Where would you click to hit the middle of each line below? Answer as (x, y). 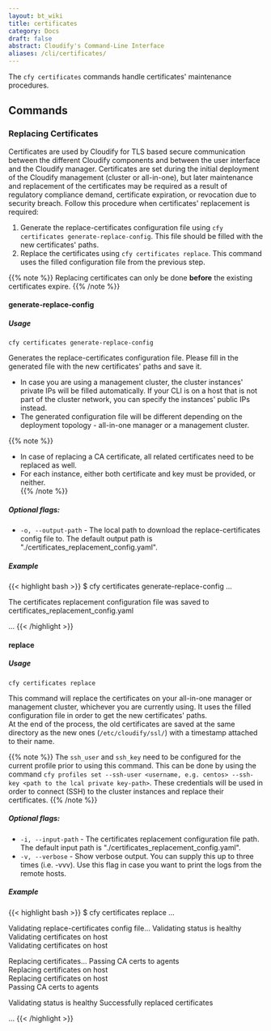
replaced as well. (48, 465)
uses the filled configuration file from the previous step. (112, 262)
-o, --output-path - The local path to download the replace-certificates (140, 530)
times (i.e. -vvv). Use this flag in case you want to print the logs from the (141, 865)
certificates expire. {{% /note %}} (64, 286)
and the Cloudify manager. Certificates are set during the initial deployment (134, 169)
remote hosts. (43, 873)
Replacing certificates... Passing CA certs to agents (94, 960)
